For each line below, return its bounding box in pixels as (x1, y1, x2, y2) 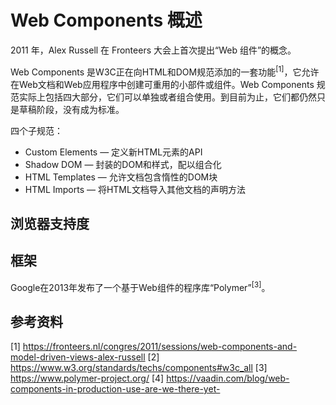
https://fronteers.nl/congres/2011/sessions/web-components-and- (22, 341, 298, 353)
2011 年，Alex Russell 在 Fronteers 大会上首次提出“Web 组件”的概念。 (10, 44, 297, 56)
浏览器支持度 (10, 215, 90, 232)
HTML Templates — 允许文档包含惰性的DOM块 (24, 171, 218, 183)
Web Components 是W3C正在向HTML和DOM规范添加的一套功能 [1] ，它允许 (10, 64, 320, 78)
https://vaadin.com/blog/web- (166, 372, 290, 385)
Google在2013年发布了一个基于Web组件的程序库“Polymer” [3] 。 (10, 279, 271, 293)
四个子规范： (10, 124, 63, 136)
